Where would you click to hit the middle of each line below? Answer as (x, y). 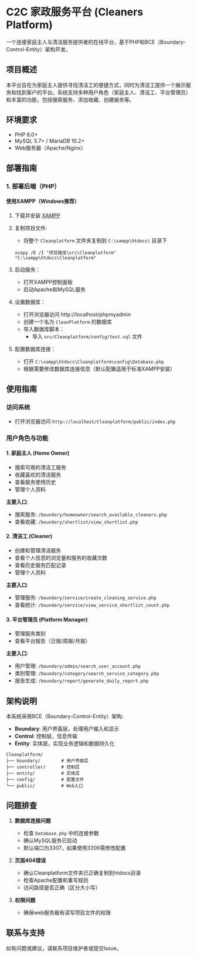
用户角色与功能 (27, 438)
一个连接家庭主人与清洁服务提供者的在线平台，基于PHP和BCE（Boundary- (96, 42)
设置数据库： (30, 302)
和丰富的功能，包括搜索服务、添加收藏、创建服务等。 (70, 99)
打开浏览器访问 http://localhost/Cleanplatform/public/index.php (95, 421)
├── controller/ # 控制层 (43, 767)
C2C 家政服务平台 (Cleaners (75, 12)
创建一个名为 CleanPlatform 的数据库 (68, 322)
